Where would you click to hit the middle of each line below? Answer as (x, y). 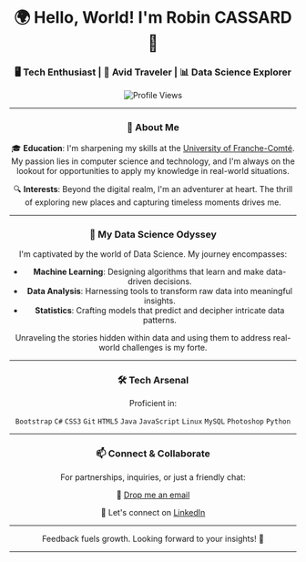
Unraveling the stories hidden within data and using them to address (143, 338)
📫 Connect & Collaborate (153, 454)
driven (139, 281)
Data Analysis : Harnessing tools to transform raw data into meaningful (160, 291)
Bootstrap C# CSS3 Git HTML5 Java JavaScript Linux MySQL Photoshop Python (153, 422)
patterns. (160, 321)
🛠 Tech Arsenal (153, 380)
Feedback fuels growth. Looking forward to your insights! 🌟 (153, 538)
